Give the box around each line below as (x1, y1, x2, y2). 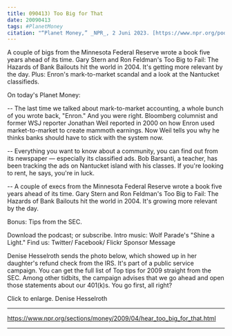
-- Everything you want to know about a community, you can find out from (7, 147, 219, 155)
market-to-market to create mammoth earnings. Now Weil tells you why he (7, 126, 220, 135)
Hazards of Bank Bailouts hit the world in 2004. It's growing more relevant (7, 197, 217, 206)
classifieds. (7, 77, 40, 86)
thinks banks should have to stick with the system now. (7, 134, 164, 142)
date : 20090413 (7, 17, 51, 23)
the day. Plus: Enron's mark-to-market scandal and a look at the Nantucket (7, 70, 220, 79)
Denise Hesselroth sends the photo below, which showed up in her (7, 252, 197, 260)
